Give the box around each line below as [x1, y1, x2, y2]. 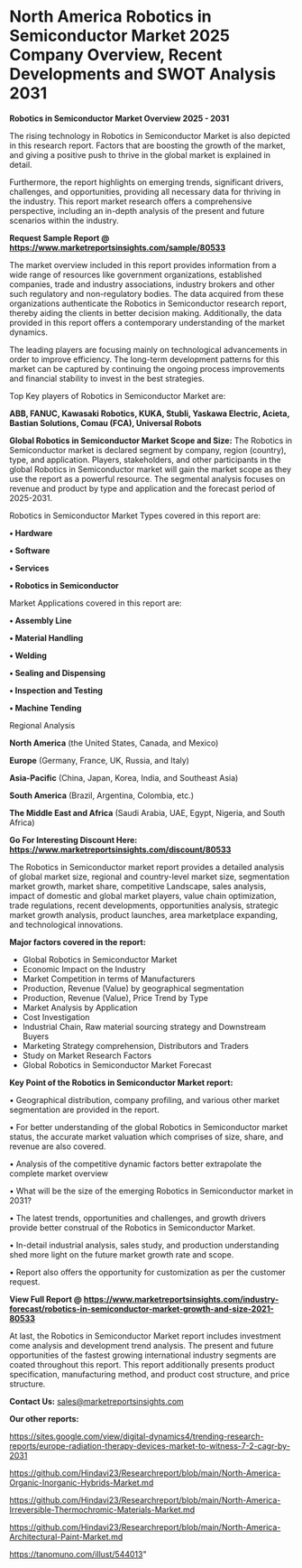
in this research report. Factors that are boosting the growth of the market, [9, 140, 286, 151]
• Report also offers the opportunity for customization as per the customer [9, 1266, 286, 1277]
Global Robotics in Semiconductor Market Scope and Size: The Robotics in [9, 435, 293, 446]
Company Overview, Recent [9, 45, 223, 65]
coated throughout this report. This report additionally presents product [9, 1359, 275, 1369]
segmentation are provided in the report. [9, 1104, 160, 1115]
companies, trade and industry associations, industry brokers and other [9, 278, 275, 290]
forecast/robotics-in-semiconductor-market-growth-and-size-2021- [9, 1303, 274, 1314]
